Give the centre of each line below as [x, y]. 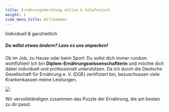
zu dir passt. [18, 104]
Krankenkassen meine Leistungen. [41, 80]
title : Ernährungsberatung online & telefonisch [58, 10]
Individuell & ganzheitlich [31, 34]
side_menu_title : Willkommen [36, 19]
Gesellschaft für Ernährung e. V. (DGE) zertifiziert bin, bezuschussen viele [82, 74]
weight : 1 [16, 15]
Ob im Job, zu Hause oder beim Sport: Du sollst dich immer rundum [76, 58]
